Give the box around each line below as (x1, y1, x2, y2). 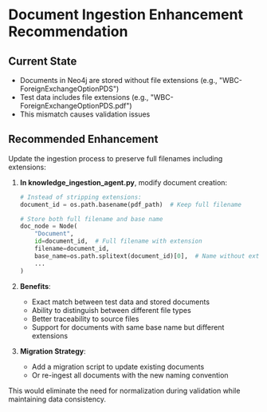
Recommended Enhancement (8, 133, 159, 146)
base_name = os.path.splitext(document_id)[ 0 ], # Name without (34, 252, 245, 260)
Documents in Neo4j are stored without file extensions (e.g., (19, 76, 218, 85)
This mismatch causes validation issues (19, 109, 151, 119)
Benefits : (19, 281, 51, 291)
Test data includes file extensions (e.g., (19, 93, 149, 101)
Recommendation (8, 22, 128, 41)
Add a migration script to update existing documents (31, 362, 205, 371)
